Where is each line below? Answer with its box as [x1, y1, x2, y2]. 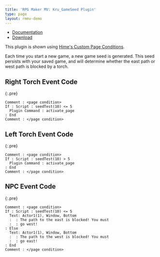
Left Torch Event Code [5, 130, 73, 138]
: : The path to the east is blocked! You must [9, 217, 109, 222]
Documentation [12, 30, 43, 35]
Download [12, 34, 33, 40]
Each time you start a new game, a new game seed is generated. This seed [5, 53, 155, 59]
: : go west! [9, 222, 38, 226]
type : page [5, 12, 27, 16]
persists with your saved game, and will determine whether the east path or [5, 59, 156, 64]
